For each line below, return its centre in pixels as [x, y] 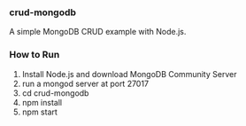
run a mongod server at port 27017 [85, 83]
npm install [42, 102]
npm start [39, 112]
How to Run [35, 55]
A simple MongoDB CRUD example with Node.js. [98, 32]
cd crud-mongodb [55, 93]
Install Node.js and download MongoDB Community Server [129, 74]
